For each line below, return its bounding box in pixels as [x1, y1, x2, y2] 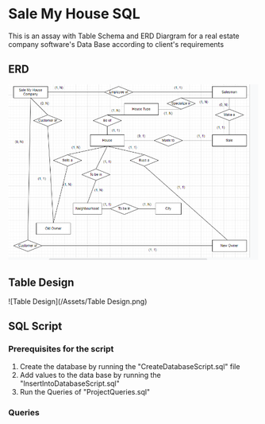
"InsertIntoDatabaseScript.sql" [19, 379, 121, 388]
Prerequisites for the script [8, 344, 114, 355]
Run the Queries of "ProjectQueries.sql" [19, 387, 151, 396]
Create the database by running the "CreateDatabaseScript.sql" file [19, 361, 240, 371]
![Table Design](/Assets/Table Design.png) [8, 296, 148, 306]
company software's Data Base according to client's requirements [8, 39, 225, 49]
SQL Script [8, 320, 63, 333]
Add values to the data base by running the [19, 370, 161, 379]
